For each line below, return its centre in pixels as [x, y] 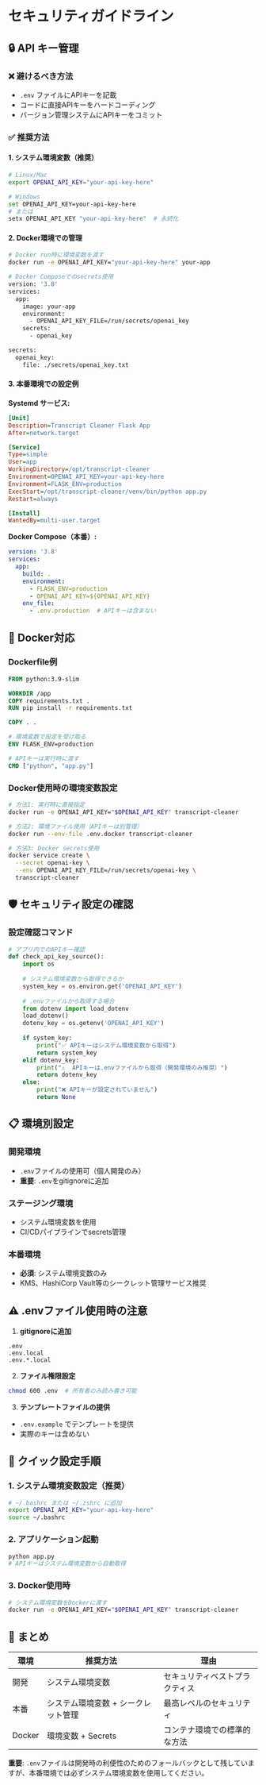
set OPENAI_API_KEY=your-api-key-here [72, 204]
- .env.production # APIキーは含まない [93, 611]
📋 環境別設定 [41, 1124]
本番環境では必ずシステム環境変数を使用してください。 [119, 1773]
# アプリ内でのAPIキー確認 [47, 950]
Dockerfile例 [33, 662]
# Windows [25, 197]
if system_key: [47, 1038]
